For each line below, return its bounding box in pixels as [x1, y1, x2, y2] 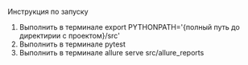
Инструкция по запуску [7, 7, 89, 16]
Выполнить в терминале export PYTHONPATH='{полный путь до [19, 22, 241, 31]
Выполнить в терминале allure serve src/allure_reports [19, 48, 205, 57]
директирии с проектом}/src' [19, 31, 120, 40]
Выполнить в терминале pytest [19, 39, 126, 49]
